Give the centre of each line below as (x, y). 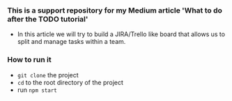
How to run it (29, 60)
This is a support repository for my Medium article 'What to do (115, 10)
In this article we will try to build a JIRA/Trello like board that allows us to (121, 34)
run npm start (37, 90)
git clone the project (48, 75)
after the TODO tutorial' (48, 19)
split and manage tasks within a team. (71, 42)
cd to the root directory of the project (70, 82)
